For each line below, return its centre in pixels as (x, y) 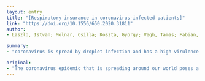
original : (19, 63)
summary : (17, 46)
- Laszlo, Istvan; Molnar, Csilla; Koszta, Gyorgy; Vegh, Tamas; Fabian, (103, 35)
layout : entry (25, 12)
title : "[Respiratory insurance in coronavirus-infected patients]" (96, 18)
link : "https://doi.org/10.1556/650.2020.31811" (70, 23)
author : (16, 29)
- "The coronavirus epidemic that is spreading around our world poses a (103, 68)
